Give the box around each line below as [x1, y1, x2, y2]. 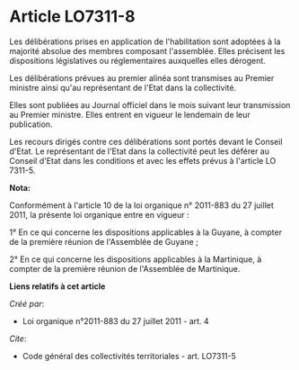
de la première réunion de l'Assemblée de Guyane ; [9, 236, 199, 247]
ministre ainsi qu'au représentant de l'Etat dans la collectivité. [9, 82, 237, 93]
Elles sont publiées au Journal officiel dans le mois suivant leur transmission [9, 99, 291, 110]
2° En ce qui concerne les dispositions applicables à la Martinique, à [9, 254, 262, 265]
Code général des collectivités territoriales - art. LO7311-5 [22, 350, 236, 361]
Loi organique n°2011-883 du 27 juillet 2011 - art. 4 [22, 315, 209, 326]
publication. [9, 119, 53, 130]
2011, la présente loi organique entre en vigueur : [9, 209, 189, 220]
